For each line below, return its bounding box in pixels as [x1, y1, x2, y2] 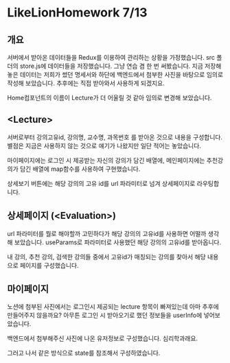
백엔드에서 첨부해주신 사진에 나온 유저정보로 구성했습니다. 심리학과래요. [7, 334, 198, 342]
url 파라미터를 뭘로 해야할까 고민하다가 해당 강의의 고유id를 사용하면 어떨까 [7, 229, 207, 237]
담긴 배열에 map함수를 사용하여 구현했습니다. [19, 165, 141, 173]
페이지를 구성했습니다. [19, 261, 79, 269]
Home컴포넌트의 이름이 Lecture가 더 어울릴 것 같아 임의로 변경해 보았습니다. [7, 94, 212, 102]
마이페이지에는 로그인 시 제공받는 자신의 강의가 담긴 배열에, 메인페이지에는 [7, 156, 205, 164]
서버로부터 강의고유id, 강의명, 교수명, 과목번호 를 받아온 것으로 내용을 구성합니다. [7, 132, 223, 141]
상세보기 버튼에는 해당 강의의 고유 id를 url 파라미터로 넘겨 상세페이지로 [7, 179, 196, 187]
